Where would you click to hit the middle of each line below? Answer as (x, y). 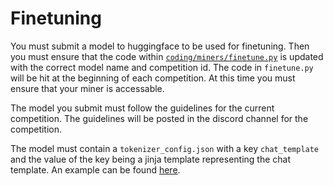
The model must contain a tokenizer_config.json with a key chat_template (165, 148)
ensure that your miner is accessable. (87, 88)
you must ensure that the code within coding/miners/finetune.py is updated (167, 56)
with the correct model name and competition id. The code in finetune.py (162, 67)
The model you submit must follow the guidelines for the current (142, 108)
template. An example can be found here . (95, 169)
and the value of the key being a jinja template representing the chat (150, 159)
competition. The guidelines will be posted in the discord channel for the (159, 118)
